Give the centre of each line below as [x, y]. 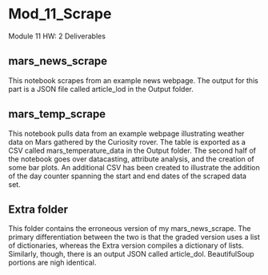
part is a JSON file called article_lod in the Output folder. [101, 89]
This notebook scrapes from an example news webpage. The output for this [133, 80]
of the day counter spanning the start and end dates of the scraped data [127, 176]
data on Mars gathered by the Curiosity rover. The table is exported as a [127, 141]
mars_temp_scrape [57, 114]
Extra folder [38, 209]
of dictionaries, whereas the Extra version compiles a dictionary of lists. [126, 245]
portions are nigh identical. [52, 263]
